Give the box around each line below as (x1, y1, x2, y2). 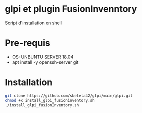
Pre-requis (5, 37, 51, 49)
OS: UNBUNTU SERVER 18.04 (12, 54, 74, 60)
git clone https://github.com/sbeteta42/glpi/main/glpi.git (5, 93, 133, 98)
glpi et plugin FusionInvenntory (5, 3, 137, 15)
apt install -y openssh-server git (12, 59, 79, 65)
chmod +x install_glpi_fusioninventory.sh (5, 98, 95, 103)
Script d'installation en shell (5, 20, 62, 26)
